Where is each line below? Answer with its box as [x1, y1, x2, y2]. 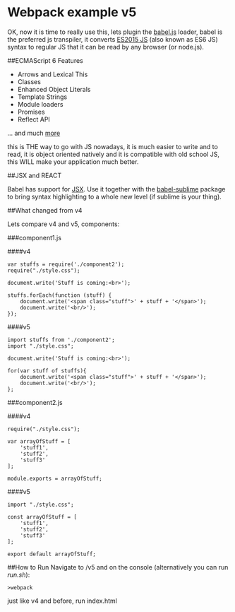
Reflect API [17, 114, 51, 124]
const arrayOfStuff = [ [7, 513, 78, 520]
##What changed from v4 [7, 206, 83, 214]
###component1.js [7, 233, 62, 242]
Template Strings [17, 93, 68, 101]
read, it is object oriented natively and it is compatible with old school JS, [7, 150, 220, 158]
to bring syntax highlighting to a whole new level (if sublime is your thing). [7, 192, 222, 201]
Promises [17, 107, 45, 116]
